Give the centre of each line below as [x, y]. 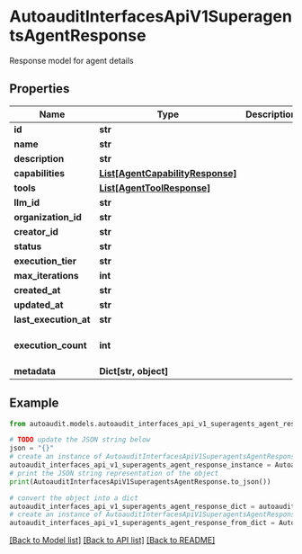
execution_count [50, 345]
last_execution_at [52, 319]
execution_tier [45, 261]
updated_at [39, 305]
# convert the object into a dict [74, 498]
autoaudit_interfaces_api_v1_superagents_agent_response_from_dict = [142, 523]
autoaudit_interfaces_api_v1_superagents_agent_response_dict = [132, 506]
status [28, 246]
